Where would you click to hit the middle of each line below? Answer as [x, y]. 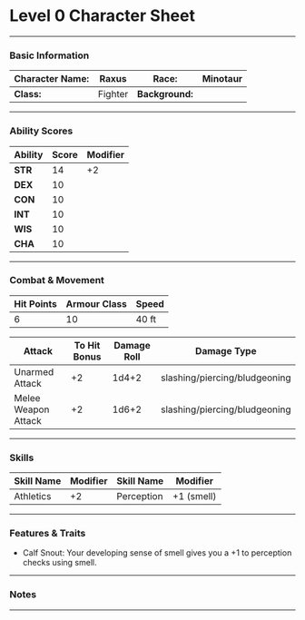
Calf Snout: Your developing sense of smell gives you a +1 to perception [157, 553]
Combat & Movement [57, 280]
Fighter [113, 94]
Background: [165, 94]
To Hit [87, 345]
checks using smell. [59, 563]
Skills [22, 458]
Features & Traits [48, 534]
